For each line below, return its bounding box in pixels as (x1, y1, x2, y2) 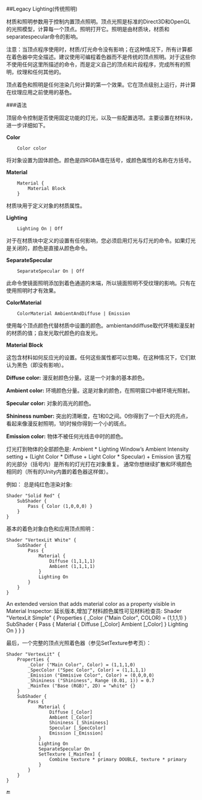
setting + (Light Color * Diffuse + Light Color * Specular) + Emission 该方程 (6, 453, 191, 460)
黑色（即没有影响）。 (16, 361, 67, 368)
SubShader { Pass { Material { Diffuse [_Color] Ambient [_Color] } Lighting (6, 621, 188, 627)
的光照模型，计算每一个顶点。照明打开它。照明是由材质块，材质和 (6, 26, 170, 32)
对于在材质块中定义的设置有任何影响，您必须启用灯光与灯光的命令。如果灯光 (6, 237, 196, 244)
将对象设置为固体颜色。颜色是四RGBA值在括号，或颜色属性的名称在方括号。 (6, 157, 195, 163)
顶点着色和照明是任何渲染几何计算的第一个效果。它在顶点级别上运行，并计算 (6, 81, 196, 88)
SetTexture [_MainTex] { (38, 751, 101, 757)
